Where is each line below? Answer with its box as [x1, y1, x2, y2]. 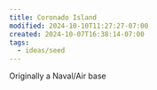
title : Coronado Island [9, 12, 98, 22]
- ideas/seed [17, 46, 66, 55]
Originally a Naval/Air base [9, 70, 106, 81]
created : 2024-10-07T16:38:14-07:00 [9, 29, 145, 38]
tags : [9, 37, 29, 47]
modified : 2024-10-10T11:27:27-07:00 [9, 21, 149, 30]
